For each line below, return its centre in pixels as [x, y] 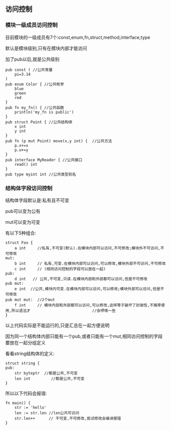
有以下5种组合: [21, 233]
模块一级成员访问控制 [31, 25]
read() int [26, 164]
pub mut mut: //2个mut [30, 300]
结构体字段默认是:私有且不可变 [38, 200]
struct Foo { [19, 243]
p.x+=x [21, 145]
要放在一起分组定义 [26, 342]
